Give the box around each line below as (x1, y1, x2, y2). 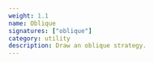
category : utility (8, 34, 71, 43)
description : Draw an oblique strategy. (8, 42, 148, 50)
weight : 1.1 (8, 11, 49, 20)
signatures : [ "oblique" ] (8, 27, 92, 35)
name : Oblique (8, 19, 57, 27)
